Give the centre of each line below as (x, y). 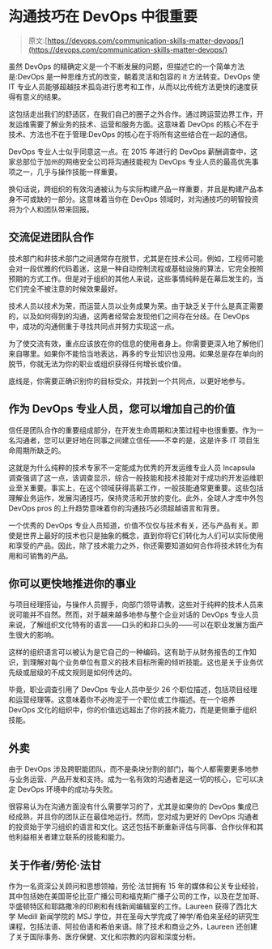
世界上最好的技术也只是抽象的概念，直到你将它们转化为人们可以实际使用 (143, 535)
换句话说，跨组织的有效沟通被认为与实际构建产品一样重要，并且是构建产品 (132, 189)
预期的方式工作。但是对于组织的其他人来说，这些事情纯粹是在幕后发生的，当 (136, 278)
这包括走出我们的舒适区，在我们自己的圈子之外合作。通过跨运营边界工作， (132, 113)
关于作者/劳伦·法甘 (55, 865)
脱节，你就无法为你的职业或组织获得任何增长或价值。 (97, 363)
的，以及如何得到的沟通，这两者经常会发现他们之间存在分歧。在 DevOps (129, 316)
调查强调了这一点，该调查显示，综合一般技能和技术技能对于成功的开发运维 (132, 477)
